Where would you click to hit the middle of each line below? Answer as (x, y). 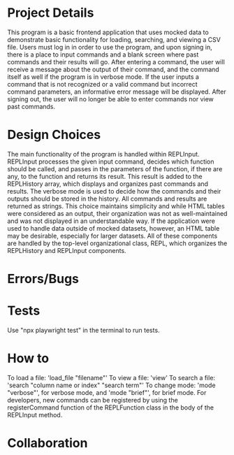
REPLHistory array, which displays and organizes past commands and (108, 184)
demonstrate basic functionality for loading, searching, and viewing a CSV (114, 39)
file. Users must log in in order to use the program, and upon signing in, (110, 47)
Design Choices (54, 135)
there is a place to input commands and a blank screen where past (103, 55)
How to (28, 359)
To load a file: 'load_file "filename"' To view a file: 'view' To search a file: (111, 377)
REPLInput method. (35, 414)
